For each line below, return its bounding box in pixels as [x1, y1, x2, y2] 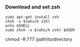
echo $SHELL [5, 23, 30, 28]
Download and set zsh [5, 3, 60, 10]
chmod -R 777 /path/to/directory [5, 36, 72, 43]
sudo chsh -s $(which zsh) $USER [5, 28, 75, 33]
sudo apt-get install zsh [5, 15, 59, 20]
